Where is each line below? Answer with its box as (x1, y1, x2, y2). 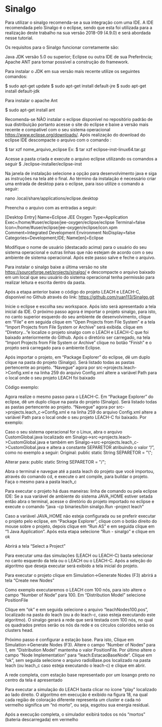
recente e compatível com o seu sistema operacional (5, 126, 110, 132)
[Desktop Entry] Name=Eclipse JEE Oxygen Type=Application (5, 214, 128, 220)
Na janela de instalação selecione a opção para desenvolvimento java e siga (5, 170, 157, 176)
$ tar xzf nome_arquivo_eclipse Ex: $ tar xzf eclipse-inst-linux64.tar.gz (5, 146, 146, 152)
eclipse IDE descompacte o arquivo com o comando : (5, 137, 112, 143)
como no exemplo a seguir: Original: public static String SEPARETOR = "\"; (5, 450, 153, 455)
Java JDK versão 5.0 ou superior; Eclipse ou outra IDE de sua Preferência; (5, 53, 153, 59)
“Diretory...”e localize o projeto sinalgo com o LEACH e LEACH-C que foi (5, 329, 149, 335)
